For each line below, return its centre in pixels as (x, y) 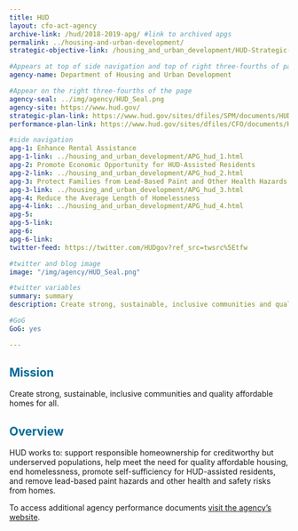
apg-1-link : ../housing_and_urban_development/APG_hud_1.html (126, 157)
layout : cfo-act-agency (53, 26)
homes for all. (34, 403)
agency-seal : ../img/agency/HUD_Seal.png (87, 99)
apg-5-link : (31, 223)
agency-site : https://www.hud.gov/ (75, 108)
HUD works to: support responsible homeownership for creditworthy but (141, 453)
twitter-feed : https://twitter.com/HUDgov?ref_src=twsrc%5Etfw (129, 247)
